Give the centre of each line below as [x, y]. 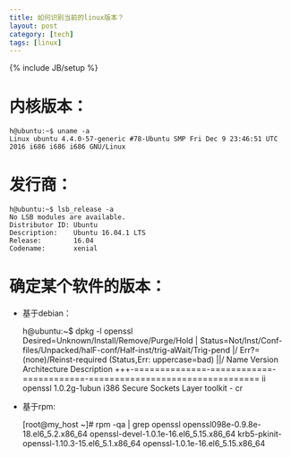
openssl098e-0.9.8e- [222, 425]
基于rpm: [39, 407]
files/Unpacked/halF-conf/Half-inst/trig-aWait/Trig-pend [126, 351]
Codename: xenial [54, 249]
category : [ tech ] [42, 34]
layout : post [34, 26]
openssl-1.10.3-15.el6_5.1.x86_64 [81, 444]
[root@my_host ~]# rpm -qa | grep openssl [101, 425]
